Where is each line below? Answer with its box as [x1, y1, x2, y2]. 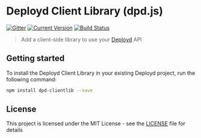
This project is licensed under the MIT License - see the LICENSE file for [6, 120, 185, 127]
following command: [6, 75, 57, 83]
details [6, 127, 23, 134]
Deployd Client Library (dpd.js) [6, 4, 164, 18]
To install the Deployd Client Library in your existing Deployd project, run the [6, 69, 196, 77]
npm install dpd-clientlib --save [6, 87, 93, 93]
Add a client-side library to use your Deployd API [20, 36, 143, 43]
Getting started [6, 53, 65, 64]
